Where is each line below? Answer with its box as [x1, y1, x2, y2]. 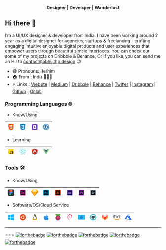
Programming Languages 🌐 [5, 100, 73, 107]
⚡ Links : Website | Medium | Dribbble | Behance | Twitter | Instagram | [12, 81, 156, 87]
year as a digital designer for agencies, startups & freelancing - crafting [5, 37, 151, 44]
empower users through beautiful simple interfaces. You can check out [5, 48, 150, 54]
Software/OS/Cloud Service [12, 202, 69, 208]
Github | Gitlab [12, 88, 42, 94]
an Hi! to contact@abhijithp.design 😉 [5, 58, 82, 64]
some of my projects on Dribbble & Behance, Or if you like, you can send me [5, 53, 161, 59]
